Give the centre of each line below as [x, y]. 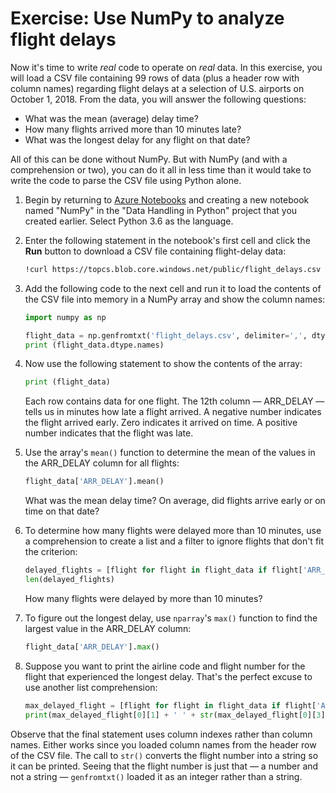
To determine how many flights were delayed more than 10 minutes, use [173, 531]
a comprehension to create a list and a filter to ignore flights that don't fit [174, 541]
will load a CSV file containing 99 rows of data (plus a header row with [155, 78]
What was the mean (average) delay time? [111, 118]
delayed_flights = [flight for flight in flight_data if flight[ [163, 570]
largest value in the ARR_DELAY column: [108, 628]
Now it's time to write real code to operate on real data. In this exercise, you [166, 67]
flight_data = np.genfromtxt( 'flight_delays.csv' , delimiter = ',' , [166, 335]
